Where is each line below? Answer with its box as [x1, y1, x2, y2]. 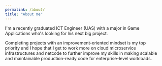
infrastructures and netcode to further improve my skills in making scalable [5, 50, 158, 56]
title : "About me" [5, 12, 43, 17]
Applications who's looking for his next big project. [5, 30, 108, 36]
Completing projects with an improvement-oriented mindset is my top [5, 40, 146, 45]
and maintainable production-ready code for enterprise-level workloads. [5, 55, 152, 61]
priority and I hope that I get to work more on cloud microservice [5, 45, 136, 51]
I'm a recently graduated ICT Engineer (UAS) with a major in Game [5, 25, 140, 31]
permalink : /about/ [5, 7, 45, 12]
